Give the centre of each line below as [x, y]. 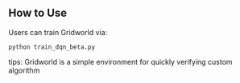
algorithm [24, 70]
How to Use [38, 13]
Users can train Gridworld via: [58, 32]
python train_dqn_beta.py [52, 47]
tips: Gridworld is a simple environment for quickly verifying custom [120, 61]
